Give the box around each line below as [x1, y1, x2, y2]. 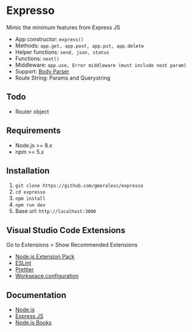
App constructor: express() [15, 35, 84, 42]
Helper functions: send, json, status [15, 48, 109, 55]
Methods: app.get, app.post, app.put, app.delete [15, 42, 144, 49]
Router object [15, 107, 50, 115]
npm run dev [15, 202, 46, 208]
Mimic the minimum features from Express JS [6, 24, 120, 31]
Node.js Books [15, 319, 52, 326]
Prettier [15, 266, 34, 273]
